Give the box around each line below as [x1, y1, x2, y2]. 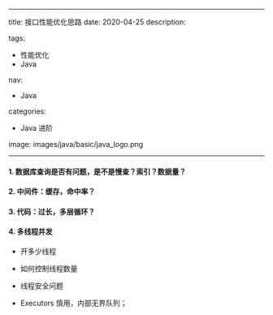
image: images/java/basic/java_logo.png [8, 140, 144, 149]
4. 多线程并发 [8, 227, 53, 236]
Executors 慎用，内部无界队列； [19, 298, 128, 308]
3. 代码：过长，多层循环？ [8, 206, 96, 216]
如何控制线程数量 [19, 263, 78, 273]
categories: [8, 106, 46, 116]
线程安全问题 [19, 281, 63, 291]
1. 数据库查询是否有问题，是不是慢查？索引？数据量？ [8, 166, 187, 176]
